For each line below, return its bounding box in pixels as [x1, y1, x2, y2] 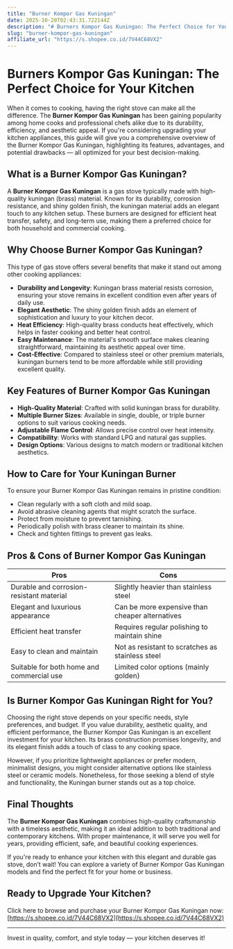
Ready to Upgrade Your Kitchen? [7, 888, 151, 900]
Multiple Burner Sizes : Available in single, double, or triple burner [17, 411, 205, 419]
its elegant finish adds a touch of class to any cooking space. [7, 742, 182, 751]
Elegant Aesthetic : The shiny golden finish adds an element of [17, 306, 197, 314]
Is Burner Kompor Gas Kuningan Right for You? [7, 694, 214, 707]
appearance [10, 611, 50, 620]
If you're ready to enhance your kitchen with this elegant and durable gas [7, 852, 217, 861]
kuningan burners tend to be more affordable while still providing [17, 357, 203, 366]
